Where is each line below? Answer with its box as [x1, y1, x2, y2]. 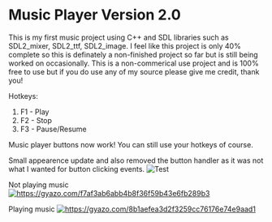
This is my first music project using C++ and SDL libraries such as [8, 32, 229, 42]
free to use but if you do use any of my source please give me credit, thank [8, 66, 260, 76]
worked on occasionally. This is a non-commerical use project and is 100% [8, 58, 259, 68]
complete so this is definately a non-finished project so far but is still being [8, 49, 258, 59]
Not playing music [8, 180, 69, 190]
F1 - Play [19, 107, 50, 117]
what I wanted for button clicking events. [8, 164, 145, 173]
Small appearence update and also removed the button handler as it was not [8, 156, 264, 165]
